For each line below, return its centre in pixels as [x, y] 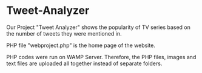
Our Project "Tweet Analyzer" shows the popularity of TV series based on [99, 27]
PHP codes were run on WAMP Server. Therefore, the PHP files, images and [101, 57]
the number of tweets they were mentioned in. [64, 33]
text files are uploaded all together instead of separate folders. [84, 63]
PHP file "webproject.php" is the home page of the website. [81, 45]
